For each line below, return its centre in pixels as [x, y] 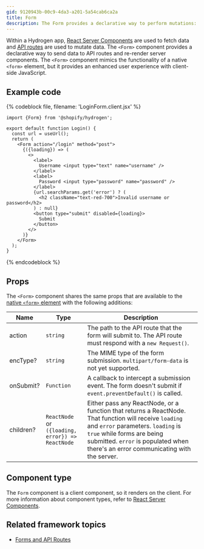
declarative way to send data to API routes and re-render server [86, 54]
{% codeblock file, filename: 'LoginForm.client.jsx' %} [74, 107]
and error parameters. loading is [134, 426]
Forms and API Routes [43, 539]
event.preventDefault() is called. [135, 393]
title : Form [21, 18]
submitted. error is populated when [138, 441]
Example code [34, 92]
